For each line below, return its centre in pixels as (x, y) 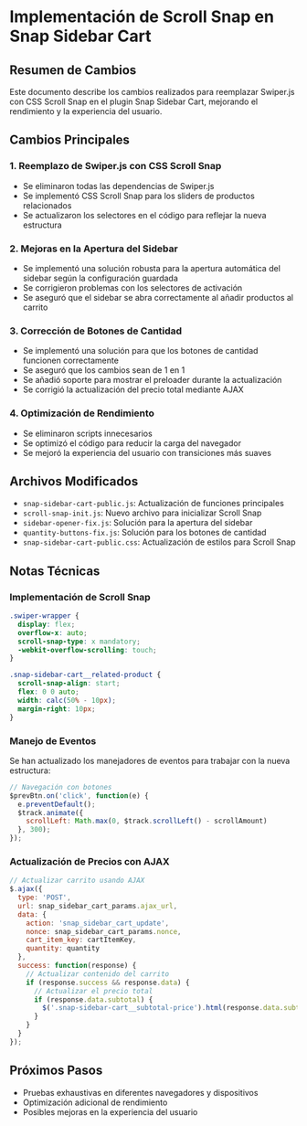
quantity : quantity (63, 949)
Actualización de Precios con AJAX (90, 861)
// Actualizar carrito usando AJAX (77, 881)
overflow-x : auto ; (53, 632)
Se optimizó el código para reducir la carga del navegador (132, 443)
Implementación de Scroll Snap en (142, 17)
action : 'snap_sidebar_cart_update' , (98, 923)
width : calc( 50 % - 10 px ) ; (67, 700)
